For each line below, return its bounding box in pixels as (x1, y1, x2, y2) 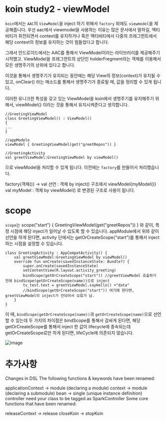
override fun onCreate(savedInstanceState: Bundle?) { (14, 259, 130, 264)
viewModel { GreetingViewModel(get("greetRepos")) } (5, 142, 116, 147)
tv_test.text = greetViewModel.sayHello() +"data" (23, 283, 130, 288)
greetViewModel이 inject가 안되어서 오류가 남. (5, 293, 95, 298)
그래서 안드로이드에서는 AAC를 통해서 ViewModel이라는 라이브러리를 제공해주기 (5, 50, 160, 56)
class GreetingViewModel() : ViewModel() (5, 116, 92, 121)
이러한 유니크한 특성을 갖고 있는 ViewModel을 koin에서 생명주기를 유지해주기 (5, 95, 155, 101)
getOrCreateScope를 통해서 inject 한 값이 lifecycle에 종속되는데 (5, 323, 131, 329)
